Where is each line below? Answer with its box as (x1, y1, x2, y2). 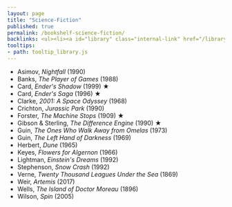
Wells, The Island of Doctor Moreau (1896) (17, 184, 139, 193)
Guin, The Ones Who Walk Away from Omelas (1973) (17, 126, 168, 135)
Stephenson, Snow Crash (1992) (17, 163, 110, 171)
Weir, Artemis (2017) (17, 177, 75, 186)
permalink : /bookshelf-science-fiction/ (7, 29, 126, 37)
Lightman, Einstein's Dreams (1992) (17, 155, 119, 164)
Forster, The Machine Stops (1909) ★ (17, 111, 124, 119)
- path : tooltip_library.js (7, 49, 88, 56)
